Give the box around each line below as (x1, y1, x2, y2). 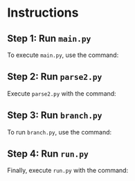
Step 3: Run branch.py (7, 110, 102, 121)
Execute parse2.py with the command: (7, 89, 116, 98)
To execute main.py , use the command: (7, 51, 119, 59)
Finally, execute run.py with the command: (7, 166, 129, 175)
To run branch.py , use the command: (7, 128, 112, 136)
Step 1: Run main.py (7, 33, 91, 44)
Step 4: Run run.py (7, 148, 89, 160)
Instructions (7, 5, 79, 21)
